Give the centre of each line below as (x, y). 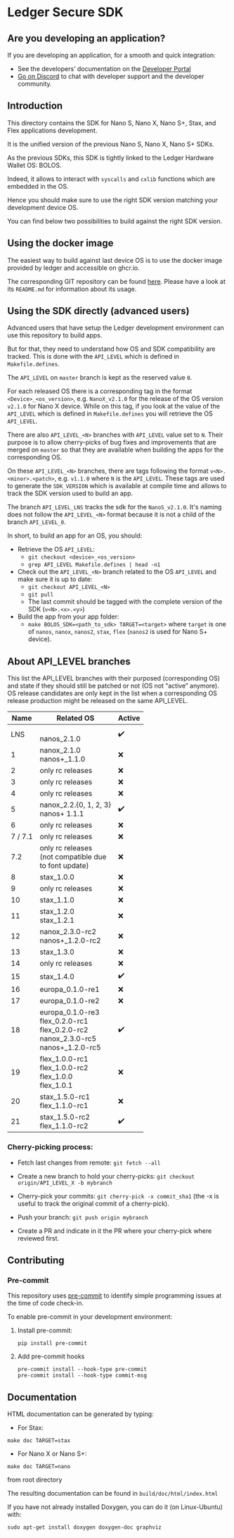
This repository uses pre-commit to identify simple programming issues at (115, 1296)
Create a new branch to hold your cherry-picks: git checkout (106, 1176)
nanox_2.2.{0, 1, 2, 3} (76, 805)
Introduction (35, 106)
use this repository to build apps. (55, 335)
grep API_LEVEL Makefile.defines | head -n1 (94, 565)
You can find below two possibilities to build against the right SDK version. (115, 221)
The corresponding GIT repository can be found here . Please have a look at (117, 281)
